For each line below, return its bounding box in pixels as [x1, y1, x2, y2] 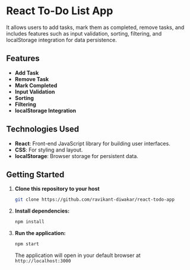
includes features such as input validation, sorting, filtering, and [6, 30, 162, 37]
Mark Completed [14, 82, 58, 89]
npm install [14, 219, 45, 225]
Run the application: [14, 230, 66, 237]
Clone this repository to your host [14, 185, 100, 192]
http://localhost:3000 [14, 258, 71, 264]
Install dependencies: [14, 207, 70, 214]
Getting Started [6, 169, 65, 179]
